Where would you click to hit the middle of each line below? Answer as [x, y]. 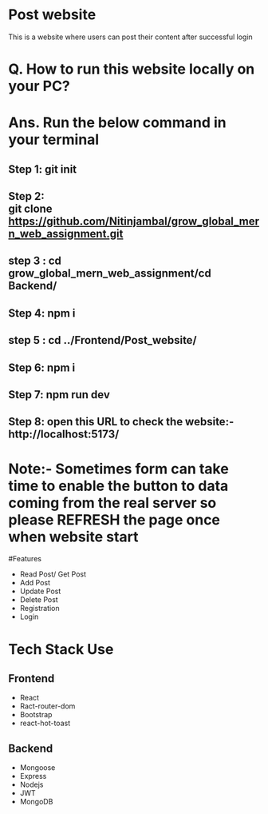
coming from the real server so [112, 503]
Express [33, 776]
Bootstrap [36, 715]
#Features [25, 559]
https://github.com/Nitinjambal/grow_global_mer [134, 221]
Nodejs [32, 784]
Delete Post [39, 600]
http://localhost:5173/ [64, 435]
